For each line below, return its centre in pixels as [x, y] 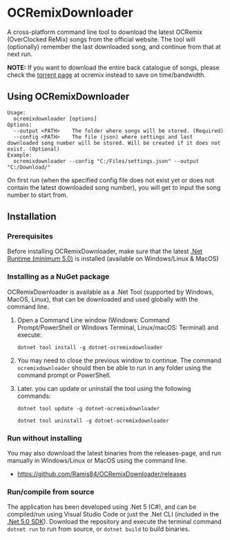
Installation [32, 217]
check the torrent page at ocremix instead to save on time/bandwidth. [106, 75]
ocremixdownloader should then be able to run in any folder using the [114, 367]
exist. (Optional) [33, 149]
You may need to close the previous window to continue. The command [119, 360]
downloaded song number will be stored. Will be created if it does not [114, 143]
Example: [20, 155]
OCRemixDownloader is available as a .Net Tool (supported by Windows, [111, 292]
